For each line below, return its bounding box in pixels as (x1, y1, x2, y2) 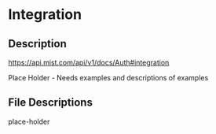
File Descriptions (8, 96, 93, 110)
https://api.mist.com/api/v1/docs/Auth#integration (8, 58, 170, 67)
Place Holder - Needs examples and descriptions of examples (8, 73, 209, 82)
